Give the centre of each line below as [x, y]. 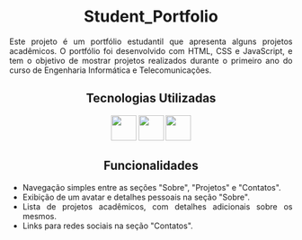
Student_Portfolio [151, 17]
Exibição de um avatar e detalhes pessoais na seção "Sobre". [136, 197]
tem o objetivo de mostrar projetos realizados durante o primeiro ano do [151, 60]
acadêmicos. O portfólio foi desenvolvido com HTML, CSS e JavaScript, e [151, 50]
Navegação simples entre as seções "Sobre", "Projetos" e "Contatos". [151, 187]
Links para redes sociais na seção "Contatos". [107, 226]
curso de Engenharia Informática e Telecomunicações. [111, 70]
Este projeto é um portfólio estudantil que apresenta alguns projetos [151, 41]
